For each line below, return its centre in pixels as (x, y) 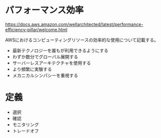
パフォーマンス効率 (44, 10)
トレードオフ (25, 131)
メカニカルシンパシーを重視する (45, 75)
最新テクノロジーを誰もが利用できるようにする (60, 50)
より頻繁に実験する (32, 69)
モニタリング (25, 125)
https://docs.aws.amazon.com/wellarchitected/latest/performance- (74, 24)
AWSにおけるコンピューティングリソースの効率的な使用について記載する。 (82, 40)
